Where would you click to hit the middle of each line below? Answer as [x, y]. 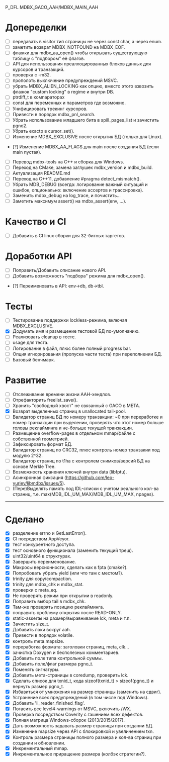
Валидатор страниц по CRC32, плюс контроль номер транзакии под [86, 450]
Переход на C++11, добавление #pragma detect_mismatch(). [76, 179]
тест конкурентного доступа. [44, 544]
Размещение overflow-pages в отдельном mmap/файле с [74, 433]
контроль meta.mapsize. [38, 641]
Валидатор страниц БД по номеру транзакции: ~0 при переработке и [88, 417]
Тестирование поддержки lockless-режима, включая [70, 320]
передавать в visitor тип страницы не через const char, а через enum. [87, 41]
